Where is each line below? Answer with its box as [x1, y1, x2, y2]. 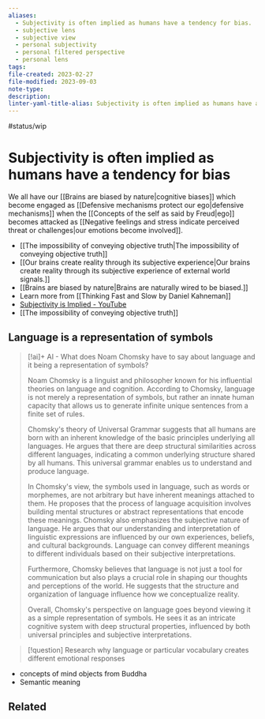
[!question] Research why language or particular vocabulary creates [27, 645, 249, 654]
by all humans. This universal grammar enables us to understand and [27, 457, 252, 467]
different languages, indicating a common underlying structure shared [27, 450, 256, 459]
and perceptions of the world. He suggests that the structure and [27, 581, 239, 590]
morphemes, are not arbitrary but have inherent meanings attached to [27, 490, 255, 499]
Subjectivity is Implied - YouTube [19, 299, 127, 309]
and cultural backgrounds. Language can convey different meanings [27, 540, 250, 550]
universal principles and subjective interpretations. [27, 630, 192, 639]
